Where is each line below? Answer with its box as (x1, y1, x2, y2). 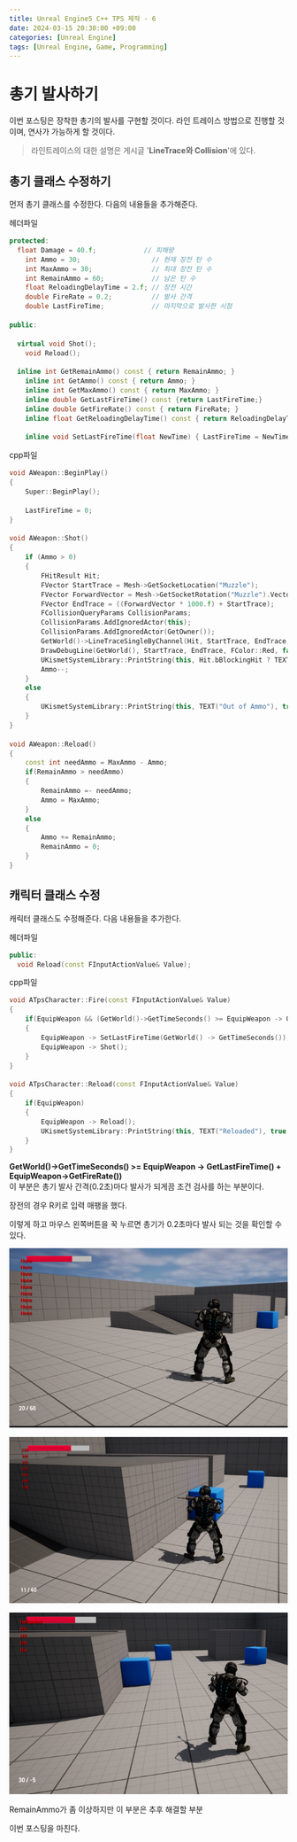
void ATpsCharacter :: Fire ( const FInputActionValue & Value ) (9, 996, 232, 1005)
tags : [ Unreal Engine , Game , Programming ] (9, 43, 168, 51)
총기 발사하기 (9, 84, 99, 105)
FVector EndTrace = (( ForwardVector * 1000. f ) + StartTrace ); (41, 599, 275, 609)
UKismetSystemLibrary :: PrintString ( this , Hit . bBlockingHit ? (41, 656, 271, 665)
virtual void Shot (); (17, 339, 97, 348)
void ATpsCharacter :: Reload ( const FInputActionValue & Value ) (9, 1080, 240, 1089)
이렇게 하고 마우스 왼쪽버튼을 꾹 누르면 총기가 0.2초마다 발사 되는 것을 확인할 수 (9, 1219, 283, 1230)
